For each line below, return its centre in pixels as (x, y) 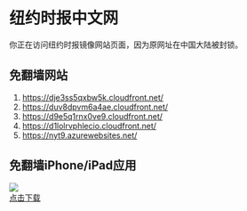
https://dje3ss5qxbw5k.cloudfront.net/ (93, 97)
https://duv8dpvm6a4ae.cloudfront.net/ (95, 107)
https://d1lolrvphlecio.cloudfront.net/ (89, 126)
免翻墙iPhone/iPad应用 (73, 166)
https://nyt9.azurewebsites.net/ (80, 135)
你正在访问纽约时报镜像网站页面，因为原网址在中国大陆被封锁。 (126, 45)
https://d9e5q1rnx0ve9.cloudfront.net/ (92, 116)
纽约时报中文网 (64, 18)
